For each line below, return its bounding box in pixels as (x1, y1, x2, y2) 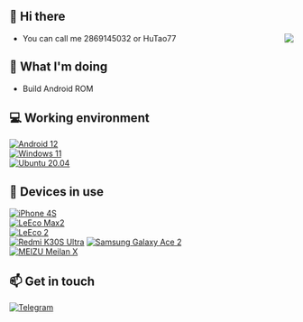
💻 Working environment (9, 110, 151, 126)
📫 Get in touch (9, 273, 96, 289)
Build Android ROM (22, 83, 94, 94)
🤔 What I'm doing (9, 60, 108, 75)
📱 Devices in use (9, 184, 105, 199)
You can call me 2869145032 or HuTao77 (22, 32, 177, 43)
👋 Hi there (9, 9, 66, 24)
